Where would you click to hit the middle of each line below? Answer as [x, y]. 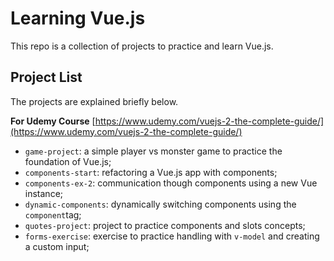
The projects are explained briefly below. [94, 101]
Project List [46, 77]
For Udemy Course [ [53, 121]
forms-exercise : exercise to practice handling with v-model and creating [172, 236]
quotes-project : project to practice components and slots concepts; [165, 225]
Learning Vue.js [78, 18]
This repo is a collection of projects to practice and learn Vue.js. [142, 46]
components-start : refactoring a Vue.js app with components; [151, 172]
